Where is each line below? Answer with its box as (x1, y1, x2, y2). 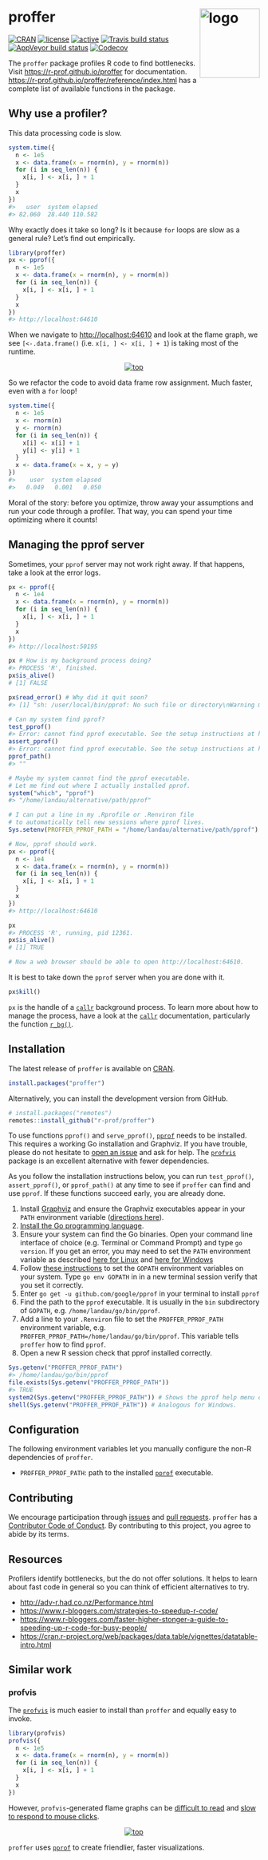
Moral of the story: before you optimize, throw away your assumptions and (8, 497, 254, 507)
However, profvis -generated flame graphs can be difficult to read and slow (8, 1803, 257, 1812)
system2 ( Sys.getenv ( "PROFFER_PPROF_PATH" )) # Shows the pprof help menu (8, 1393, 255, 1401)
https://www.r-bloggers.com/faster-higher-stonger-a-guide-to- (19, 1615, 229, 1625)
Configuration (8, 1423, 80, 1437)
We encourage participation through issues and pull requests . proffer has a (8, 1513, 258, 1522)
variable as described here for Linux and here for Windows (19, 1255, 214, 1264)
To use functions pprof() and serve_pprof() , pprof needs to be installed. (8, 1130, 247, 1141)
